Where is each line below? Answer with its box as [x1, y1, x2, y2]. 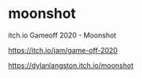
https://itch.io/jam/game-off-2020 [8, 45, 118, 55]
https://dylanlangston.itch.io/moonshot [8, 60, 134, 70]
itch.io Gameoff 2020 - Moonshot [8, 30, 117, 40]
